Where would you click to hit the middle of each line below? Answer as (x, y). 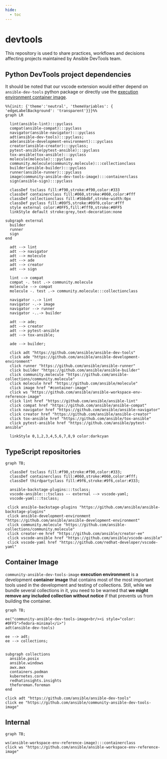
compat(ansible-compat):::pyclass (46, 129)
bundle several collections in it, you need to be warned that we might (77, 590)
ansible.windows (27, 663)
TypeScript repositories (43, 452)
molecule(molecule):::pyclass (41, 159)
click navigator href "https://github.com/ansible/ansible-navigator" (85, 410)
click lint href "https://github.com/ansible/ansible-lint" (74, 401)
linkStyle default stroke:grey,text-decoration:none (66, 212)
